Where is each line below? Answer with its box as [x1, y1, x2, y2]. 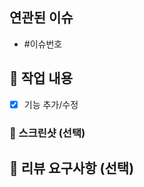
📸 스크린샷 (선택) [9, 126, 86, 140]
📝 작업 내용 [9, 70, 74, 87]
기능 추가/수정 [23, 98, 79, 110]
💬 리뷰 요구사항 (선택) [9, 160, 135, 177]
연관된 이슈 [9, 9, 74, 27]
